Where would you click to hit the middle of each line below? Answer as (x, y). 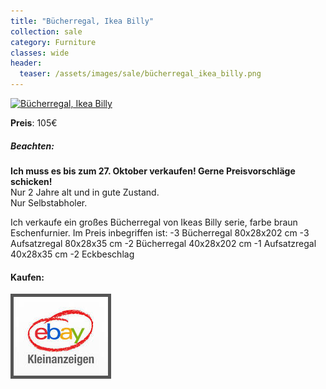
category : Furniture (53, 42)
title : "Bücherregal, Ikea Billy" (82, 21)
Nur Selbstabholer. (49, 202)
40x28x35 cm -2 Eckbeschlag (72, 254)
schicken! (31, 181)
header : (26, 63)
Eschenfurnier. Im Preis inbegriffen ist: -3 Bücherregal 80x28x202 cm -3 (160, 232)
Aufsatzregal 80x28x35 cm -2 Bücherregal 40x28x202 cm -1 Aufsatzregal (163, 243)
